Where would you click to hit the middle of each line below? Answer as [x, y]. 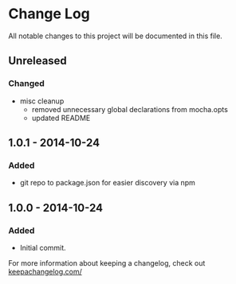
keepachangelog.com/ [45, 272]
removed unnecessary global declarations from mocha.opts [130, 109]
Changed [27, 84]
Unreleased [38, 61]
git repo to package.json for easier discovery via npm [107, 183]
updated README [61, 118]
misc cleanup [42, 101]
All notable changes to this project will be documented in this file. [116, 36]
